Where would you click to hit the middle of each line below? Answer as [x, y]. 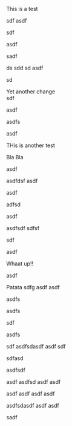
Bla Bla [15, 157]
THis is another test [31, 145]
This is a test [22, 9]
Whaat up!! [20, 264]
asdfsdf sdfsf [23, 228]
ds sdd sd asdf [25, 68]
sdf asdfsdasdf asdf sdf [36, 346]
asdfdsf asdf [22, 181]
